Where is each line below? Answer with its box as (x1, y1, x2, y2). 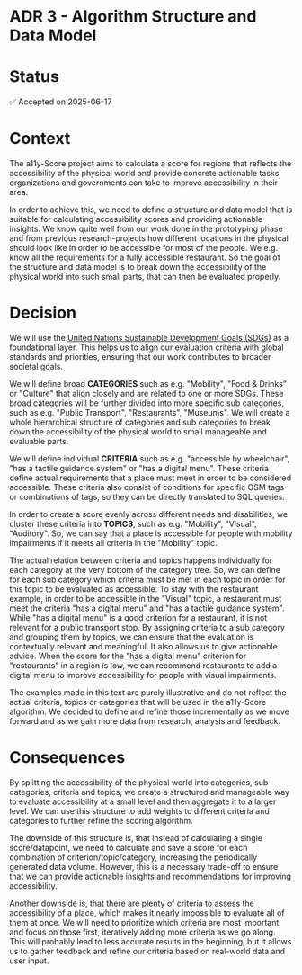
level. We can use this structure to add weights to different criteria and (9, 805, 270, 816)
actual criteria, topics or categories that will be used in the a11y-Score (9, 697, 267, 707)
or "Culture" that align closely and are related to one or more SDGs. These (9, 389, 284, 398)
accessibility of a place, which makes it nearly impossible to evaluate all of (9, 907, 285, 918)
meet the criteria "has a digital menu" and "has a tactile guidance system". (9, 603, 285, 613)
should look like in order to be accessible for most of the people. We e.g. (9, 243, 279, 254)
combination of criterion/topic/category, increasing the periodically (9, 852, 258, 863)
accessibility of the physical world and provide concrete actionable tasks (9, 168, 280, 179)
